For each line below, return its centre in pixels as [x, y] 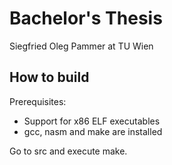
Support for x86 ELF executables [92, 121]
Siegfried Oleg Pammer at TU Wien [81, 46]
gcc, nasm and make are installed [93, 131]
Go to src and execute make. [68, 151]
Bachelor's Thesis [86, 18]
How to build [49, 77]
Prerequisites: [38, 101]
